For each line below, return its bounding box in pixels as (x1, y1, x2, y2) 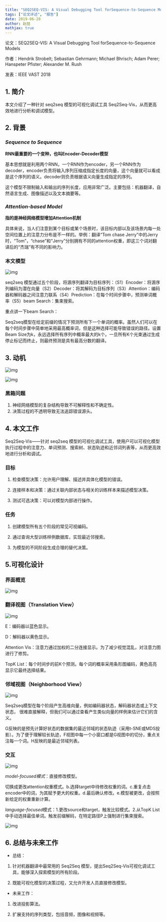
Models (5, 46, 21, 52)
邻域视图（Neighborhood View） (5, 681, 85, 688)
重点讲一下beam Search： (5, 308, 58, 315)
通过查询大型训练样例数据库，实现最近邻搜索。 (12, 534, 108, 540)
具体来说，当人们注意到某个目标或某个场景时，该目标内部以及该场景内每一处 (5, 225, 161, 231)
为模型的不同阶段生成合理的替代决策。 (12, 544, 90, 550)
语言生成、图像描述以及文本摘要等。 (9, 190, 83, 196)
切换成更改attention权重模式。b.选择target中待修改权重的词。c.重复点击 (5, 784, 151, 790)
